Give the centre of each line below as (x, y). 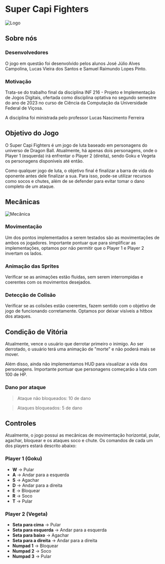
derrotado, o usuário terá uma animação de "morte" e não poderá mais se (80, 349)
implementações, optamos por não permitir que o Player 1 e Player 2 (75, 248)
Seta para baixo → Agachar (41, 535)
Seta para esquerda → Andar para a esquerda (60, 530)
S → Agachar (26, 480)
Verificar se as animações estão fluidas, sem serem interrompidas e (74, 277)
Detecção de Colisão (30, 295)
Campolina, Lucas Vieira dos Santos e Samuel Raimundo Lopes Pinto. (76, 68)
